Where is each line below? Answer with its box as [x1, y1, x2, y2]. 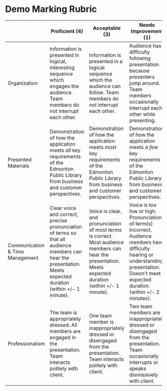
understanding [129, 257, 164, 264]
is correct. [89, 232, 113, 239]
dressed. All [49, 321, 78, 328]
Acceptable [92, 24, 121, 31]
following [129, 55, 151, 62]
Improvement [131, 27, 164, 34]
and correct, [49, 210, 79, 217]
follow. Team [89, 89, 119, 96]
